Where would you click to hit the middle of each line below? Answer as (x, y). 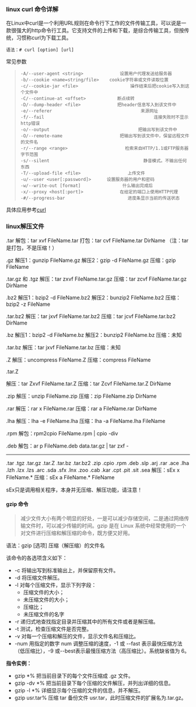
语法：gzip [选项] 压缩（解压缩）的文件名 (55, 545)
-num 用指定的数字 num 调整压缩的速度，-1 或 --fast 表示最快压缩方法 (98, 643)
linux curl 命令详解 (32, 9)
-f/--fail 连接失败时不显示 (104, 117)
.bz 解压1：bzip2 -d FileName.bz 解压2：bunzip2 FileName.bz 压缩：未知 (94, 334)
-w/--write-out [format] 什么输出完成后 (87, 186)
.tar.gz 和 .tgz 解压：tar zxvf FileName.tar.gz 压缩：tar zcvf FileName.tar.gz (96, 279)
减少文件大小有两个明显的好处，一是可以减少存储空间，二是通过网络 (102, 518)
